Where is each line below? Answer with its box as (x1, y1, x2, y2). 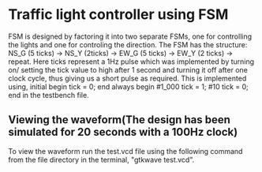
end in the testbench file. (8, 90, 89, 99)
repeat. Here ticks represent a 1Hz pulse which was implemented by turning (8, 57, 255, 66)
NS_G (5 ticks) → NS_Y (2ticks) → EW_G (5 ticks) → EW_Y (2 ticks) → (8, 48, 234, 58)
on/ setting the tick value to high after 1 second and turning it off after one (8, 65, 249, 74)
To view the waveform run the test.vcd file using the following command (8, 146, 243, 155)
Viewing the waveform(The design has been (8, 113, 231, 127)
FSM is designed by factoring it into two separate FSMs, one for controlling (8, 32, 253, 41)
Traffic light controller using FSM (8, 6, 229, 24)
